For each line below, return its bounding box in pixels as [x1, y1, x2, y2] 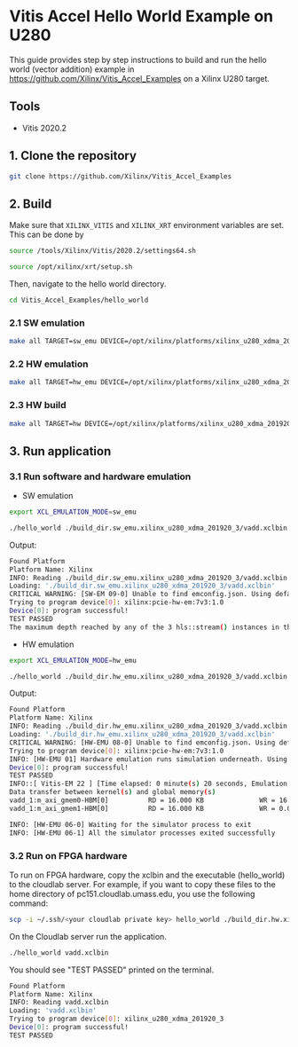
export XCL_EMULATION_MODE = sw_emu [9, 508, 137, 516]
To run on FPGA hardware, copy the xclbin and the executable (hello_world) [9, 870, 286, 880]
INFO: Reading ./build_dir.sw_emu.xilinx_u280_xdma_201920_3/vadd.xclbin [9, 573, 288, 582]
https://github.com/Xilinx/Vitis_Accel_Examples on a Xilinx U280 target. [9, 73, 271, 83]
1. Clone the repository [9, 148, 137, 163]
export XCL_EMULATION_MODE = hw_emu [9, 656, 137, 665]
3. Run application [9, 444, 112, 459]
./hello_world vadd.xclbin [9, 948, 109, 957]
